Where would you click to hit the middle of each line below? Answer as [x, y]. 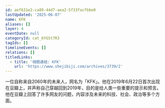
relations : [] [20, 52]
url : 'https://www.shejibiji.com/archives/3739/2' [69, 66]
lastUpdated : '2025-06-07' [34, 15]
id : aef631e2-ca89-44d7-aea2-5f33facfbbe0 [50, 10]
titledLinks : [19, 57]
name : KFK [16, 19]
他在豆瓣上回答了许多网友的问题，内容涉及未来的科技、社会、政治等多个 [80, 94]
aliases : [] [18, 24]
